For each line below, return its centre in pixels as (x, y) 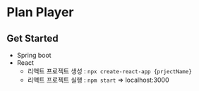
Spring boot (34, 55)
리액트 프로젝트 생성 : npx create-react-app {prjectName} (109, 71)
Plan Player (40, 12)
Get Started (32, 38)
